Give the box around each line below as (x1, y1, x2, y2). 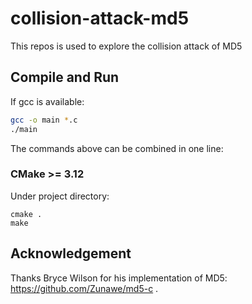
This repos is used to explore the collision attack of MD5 (10, 40, 243, 52)
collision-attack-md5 (10, 7, 190, 30)
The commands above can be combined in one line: (10, 142, 224, 154)
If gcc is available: (10, 95, 85, 107)
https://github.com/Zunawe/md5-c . (10, 282, 159, 294)
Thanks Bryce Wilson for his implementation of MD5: (10, 272, 228, 284)
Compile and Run (10, 69, 120, 86)
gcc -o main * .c (10, 115, 78, 125)
